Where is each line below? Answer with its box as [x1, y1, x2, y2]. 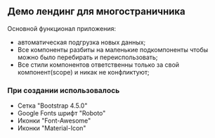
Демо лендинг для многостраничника [7, 6, 186, 18]
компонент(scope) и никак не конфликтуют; [17, 68, 150, 76]
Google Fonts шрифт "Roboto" [17, 109, 106, 118]
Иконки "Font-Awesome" [17, 116, 91, 125]
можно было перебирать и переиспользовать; [17, 53, 158, 61]
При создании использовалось [7, 85, 120, 95]
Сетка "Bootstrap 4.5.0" [17, 101, 88, 110]
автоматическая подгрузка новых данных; [17, 38, 146, 46]
